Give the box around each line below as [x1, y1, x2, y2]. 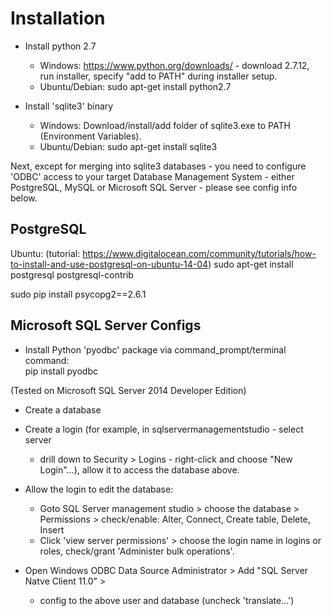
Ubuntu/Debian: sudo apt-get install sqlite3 [39, 140, 218, 152]
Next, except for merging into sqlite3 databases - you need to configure [10, 160, 307, 172]
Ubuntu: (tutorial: [10, 247, 81, 259]
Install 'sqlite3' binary [24, 100, 114, 112]
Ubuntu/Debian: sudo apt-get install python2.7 [39, 80, 232, 92]
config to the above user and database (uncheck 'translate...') [39, 594, 295, 606]
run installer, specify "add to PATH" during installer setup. [39, 70, 278, 82]
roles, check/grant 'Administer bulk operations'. [39, 545, 235, 557]
